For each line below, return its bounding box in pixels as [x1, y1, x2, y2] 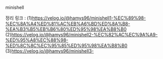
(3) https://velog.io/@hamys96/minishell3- [5, 48, 94, 54]
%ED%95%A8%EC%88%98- [5, 37, 69, 43]
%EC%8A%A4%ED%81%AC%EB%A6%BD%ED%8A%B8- [5, 21, 131, 27]
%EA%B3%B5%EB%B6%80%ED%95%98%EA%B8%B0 [5, 26, 127, 32]
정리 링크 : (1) [5, 15, 32, 21]
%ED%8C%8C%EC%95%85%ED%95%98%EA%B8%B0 [5, 43, 128, 48]
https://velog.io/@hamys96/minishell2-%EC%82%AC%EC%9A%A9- [11, 32, 158, 37]
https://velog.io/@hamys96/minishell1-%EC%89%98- [32, 15, 146, 21]
